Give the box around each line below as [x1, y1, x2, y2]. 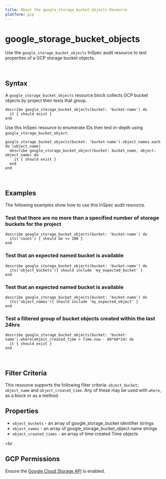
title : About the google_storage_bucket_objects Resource [5, 7, 127, 12]
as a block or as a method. [5, 392, 59, 398]
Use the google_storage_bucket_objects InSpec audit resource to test [5, 50, 147, 56]
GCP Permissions [5, 455, 60, 463]
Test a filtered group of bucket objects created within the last [5, 315, 155, 322]
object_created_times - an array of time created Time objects [12, 431, 138, 437]
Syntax [5, 79, 28, 88]
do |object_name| [5, 144, 41, 149]
